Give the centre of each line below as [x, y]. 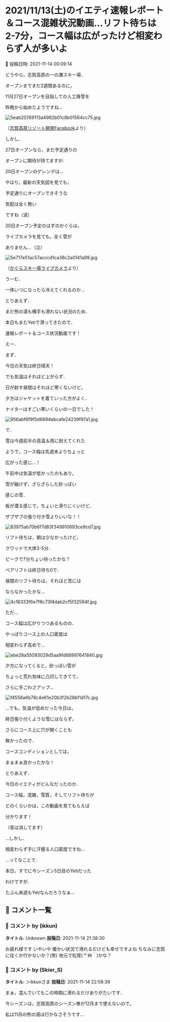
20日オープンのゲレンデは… [34, 171]
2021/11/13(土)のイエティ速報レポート [84, 10]
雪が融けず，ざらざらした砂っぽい [41, 484]
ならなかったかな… [25, 591]
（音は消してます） [25, 827]
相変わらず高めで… [25, 645]
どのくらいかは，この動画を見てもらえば [48, 806]
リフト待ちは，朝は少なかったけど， [43, 537]
